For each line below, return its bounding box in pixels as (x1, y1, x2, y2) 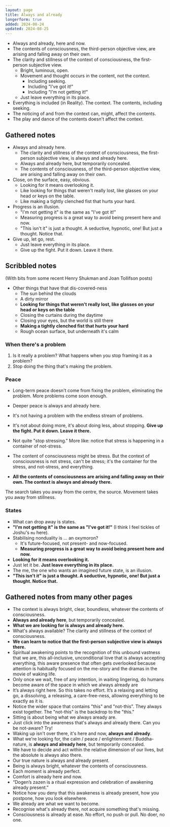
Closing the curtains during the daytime (20, 312, 103, 318)
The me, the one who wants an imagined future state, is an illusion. (12, 567, 153, 573)
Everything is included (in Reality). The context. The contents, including (12, 100, 162, 106)
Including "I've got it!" (27, 83, 74, 90)
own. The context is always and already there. (12, 479, 112, 485)
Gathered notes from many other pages (5, 593, 133, 602)
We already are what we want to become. (12, 801, 100, 807)
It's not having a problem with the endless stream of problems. (12, 412, 144, 419)
